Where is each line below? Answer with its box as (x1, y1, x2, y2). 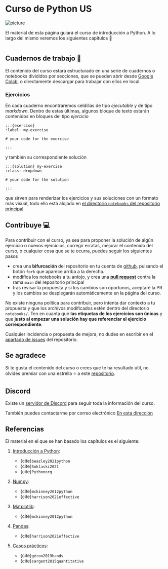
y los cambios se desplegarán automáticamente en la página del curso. (12, 290, 161, 296)
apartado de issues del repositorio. (5, 336, 78, 343)
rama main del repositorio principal (12, 279, 85, 285)
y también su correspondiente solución (5, 154, 87, 160)
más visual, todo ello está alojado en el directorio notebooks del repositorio (5, 201, 160, 207)
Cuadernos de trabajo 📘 (5, 54, 81, 63)
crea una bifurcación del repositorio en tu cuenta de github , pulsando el (12, 263, 163, 269)
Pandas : (12, 523, 30, 529)
